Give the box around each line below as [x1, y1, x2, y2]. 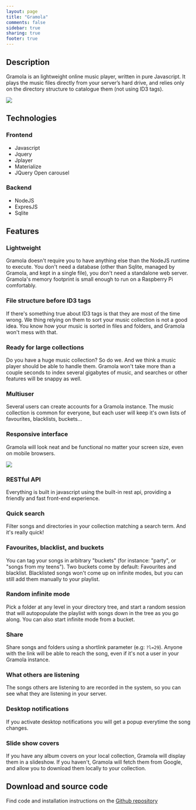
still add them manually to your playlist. [6, 575, 101, 582]
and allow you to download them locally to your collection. [6, 765, 146, 772]
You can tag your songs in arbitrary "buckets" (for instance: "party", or [6, 557, 177, 564]
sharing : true [6, 30, 41, 36]
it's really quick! [6, 529, 44, 536]
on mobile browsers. [6, 449, 56, 457]
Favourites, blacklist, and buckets [6, 544, 104, 552]
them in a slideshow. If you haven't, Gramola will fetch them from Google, [6, 758, 183, 766]
